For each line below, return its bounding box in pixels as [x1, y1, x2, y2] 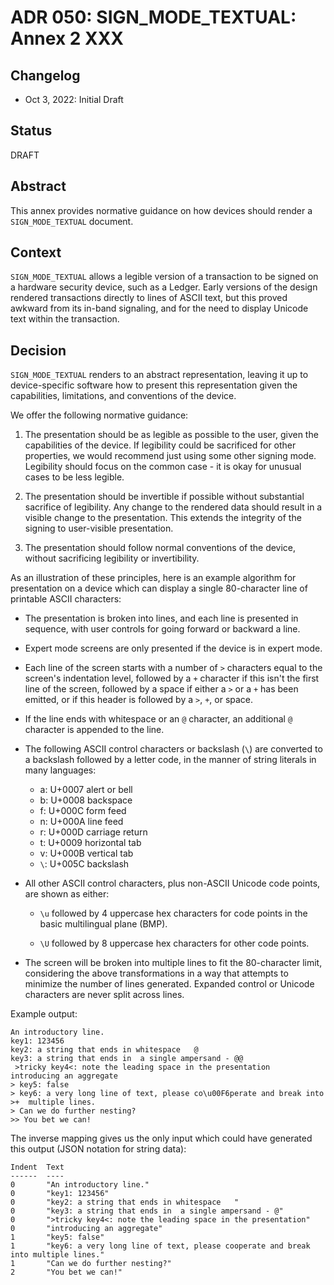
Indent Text [10, 1162, 65, 1173]
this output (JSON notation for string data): [10, 1143, 187, 1155]
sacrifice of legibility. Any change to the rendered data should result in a [24, 501, 323, 513]
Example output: [10, 1008, 78, 1020]
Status [10, 122, 53, 140]
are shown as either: [24, 888, 110, 900]
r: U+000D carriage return [39, 826, 148, 838]
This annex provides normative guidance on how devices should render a [10, 204, 313, 216]
